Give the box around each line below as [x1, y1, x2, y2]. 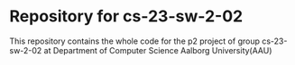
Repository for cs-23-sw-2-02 [9, 6, 244, 27]
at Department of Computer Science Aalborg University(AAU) [43, 45, 272, 55]
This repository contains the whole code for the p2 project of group [9, 36, 260, 46]
